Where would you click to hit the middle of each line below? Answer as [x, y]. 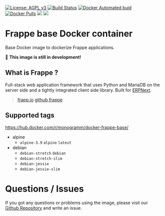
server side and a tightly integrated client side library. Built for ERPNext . [78, 90]
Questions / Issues [44, 189]
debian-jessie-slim [40, 169]
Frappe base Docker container [69, 34]
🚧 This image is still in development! [43, 57]
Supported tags [30, 115]
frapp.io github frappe [40, 100]
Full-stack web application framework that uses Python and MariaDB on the [82, 85]
